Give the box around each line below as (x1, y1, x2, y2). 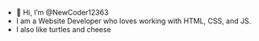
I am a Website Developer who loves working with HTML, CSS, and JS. (15, 16, 252, 26)
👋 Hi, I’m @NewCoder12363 (15, 8, 109, 17)
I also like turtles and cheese (15, 25, 111, 34)
